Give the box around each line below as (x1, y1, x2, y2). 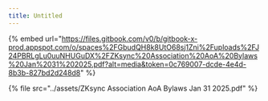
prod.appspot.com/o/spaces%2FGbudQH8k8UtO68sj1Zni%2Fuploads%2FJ (8, 42, 260, 52)
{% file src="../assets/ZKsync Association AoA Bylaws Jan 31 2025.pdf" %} (8, 83, 258, 93)
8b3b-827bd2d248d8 (8, 67, 81, 77)
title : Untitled (8, 11, 63, 20)
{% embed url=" (8, 34, 63, 43)
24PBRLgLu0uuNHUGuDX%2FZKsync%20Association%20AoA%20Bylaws (8, 50, 258, 60)
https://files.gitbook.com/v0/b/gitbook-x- (61, 34, 198, 43)
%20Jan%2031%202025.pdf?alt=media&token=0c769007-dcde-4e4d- (8, 59, 247, 69)
